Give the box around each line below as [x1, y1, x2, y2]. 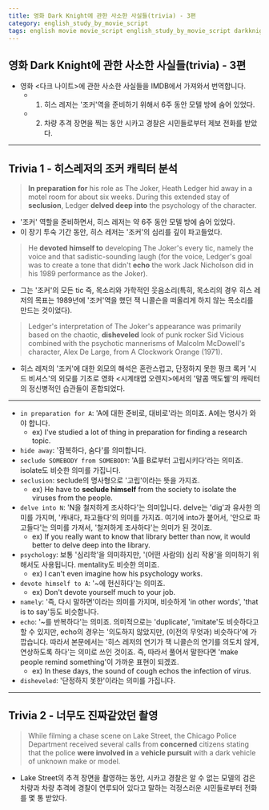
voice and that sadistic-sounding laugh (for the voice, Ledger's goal [27, 252, 252, 261]
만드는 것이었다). [19, 306, 73, 315]
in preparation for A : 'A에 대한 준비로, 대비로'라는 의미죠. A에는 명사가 [19, 409, 248, 417]
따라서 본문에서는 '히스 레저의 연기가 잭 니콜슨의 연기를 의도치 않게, [50, 637, 259, 646]
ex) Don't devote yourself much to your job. [31, 588, 176, 596]
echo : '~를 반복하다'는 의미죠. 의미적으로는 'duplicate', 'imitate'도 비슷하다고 [19, 617, 259, 626]
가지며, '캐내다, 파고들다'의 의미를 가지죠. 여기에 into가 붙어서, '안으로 [34, 513, 252, 522]
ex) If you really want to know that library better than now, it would [31, 531, 251, 541]
